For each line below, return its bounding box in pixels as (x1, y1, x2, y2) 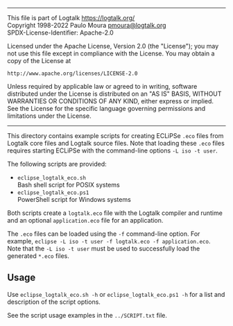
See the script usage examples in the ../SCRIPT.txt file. (7, 311, 168, 319)
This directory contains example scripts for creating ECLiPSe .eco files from (7, 132, 224, 139)
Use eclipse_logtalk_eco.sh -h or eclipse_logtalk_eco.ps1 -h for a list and (7, 290, 225, 298)
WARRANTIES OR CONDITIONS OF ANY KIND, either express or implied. (7, 97, 214, 105)
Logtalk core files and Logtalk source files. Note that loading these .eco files (7, 139, 225, 147)
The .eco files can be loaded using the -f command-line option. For (7, 230, 200, 238)
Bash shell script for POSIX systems (17, 181, 120, 189)
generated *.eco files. (7, 252, 69, 260)
